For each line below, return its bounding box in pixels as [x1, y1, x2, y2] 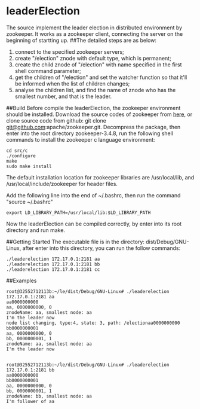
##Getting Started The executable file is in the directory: [6, 238, 145, 245]
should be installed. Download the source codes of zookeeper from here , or [6, 111, 193, 118]
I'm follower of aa [6, 398, 55, 404]
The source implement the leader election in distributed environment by [6, 24, 183, 31]
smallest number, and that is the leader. [14, 93, 112, 100]
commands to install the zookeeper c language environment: [6, 136, 155, 143]
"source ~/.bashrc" [6, 198, 54, 205]
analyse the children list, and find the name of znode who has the [14, 86, 176, 93]
